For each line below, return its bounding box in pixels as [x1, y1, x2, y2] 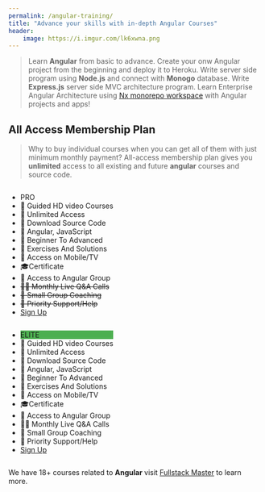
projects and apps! [27, 99, 91, 109]
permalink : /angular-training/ [8, 11, 114, 20]
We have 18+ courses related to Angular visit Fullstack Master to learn [8, 468, 242, 477]
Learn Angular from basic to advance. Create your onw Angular [27, 56, 241, 66]
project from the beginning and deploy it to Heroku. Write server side [27, 65, 258, 75]
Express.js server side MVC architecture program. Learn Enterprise [27, 82, 253, 92]
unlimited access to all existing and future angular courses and [27, 161, 240, 171]
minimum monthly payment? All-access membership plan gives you [27, 152, 253, 162]
